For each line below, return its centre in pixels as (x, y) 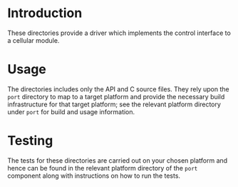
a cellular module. (33, 40)
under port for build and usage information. (71, 111)
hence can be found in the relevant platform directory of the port (103, 168)
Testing (30, 141)
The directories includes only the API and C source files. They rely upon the (118, 89)
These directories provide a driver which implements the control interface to (119, 33)
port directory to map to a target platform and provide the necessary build (116, 96)
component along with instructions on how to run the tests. (94, 176)
